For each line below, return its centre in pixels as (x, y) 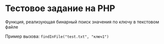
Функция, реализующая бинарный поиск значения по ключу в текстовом (82, 22)
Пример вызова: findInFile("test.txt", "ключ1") (57, 36)
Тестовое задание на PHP (60, 8)
